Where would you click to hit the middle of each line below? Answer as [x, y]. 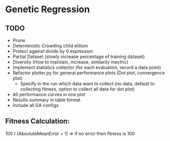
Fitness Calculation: [38, 121]
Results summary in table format [46, 100]
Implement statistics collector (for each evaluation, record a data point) [87, 67]
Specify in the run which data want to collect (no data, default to [87, 83]
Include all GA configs [36, 105]
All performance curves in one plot [49, 94]
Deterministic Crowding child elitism [50, 46]
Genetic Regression [48, 9]
